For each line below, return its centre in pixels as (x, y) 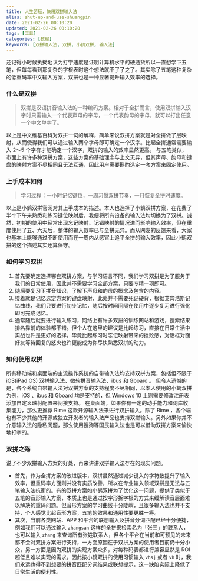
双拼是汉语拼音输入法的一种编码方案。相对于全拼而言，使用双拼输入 (103, 108)
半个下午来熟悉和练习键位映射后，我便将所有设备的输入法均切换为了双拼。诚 (99, 215)
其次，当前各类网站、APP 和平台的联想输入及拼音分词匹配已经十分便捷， (103, 520)
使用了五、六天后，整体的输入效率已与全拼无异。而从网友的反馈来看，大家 (101, 230)
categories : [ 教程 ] (29, 39)
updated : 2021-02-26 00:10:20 (43, 28)
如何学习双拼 (24, 262)
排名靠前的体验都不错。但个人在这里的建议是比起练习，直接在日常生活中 (102, 327)
